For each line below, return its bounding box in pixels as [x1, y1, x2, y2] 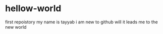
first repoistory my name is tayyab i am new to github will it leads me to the [5, 19, 158, 25]
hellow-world [5, 3, 61, 14]
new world [5, 24, 27, 30]
